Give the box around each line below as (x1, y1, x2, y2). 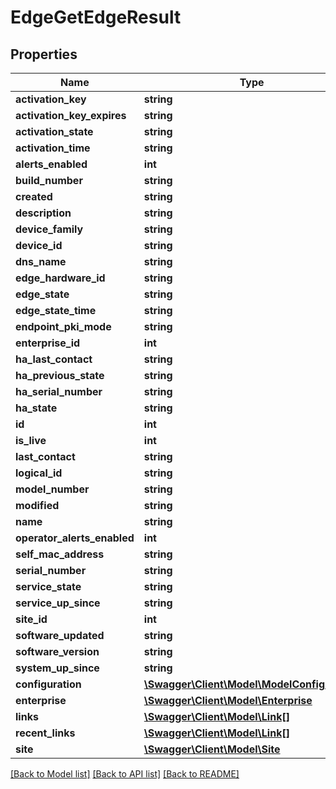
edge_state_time (15, 304, 97, 317)
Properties (10, 46, 78, 63)
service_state (15, 580, 82, 593)
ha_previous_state (15, 369, 105, 382)
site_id (15, 612, 48, 626)
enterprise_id (15, 336, 81, 350)
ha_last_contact (15, 352, 93, 366)
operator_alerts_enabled (15, 531, 135, 545)
